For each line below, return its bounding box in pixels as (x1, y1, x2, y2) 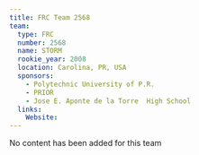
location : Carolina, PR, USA (17, 64, 127, 73)
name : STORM (17, 47, 63, 56)
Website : (25, 113, 59, 122)
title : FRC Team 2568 (9, 13, 91, 22)
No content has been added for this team (9, 138, 162, 149)
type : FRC (17, 30, 54, 39)
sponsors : (17, 72, 54, 81)
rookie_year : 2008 (17, 55, 87, 64)
